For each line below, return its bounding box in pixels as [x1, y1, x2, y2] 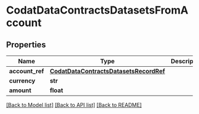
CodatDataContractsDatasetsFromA [6, 4, 188, 17]
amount [9, 86, 31, 95]
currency [9, 77, 36, 84]
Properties [6, 40, 46, 50]
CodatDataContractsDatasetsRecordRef [49, 67, 165, 75]
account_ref [9, 67, 44, 75]
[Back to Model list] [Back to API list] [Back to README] [6, 102, 142, 108]
